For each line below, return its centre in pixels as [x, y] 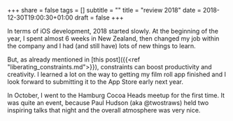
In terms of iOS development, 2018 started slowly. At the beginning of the [113, 31]
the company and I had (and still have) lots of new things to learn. [101, 46]
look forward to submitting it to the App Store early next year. [96, 82]
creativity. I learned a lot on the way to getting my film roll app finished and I [116, 74]
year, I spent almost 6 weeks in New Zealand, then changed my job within [113, 38]
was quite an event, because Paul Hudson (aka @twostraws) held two [108, 103]
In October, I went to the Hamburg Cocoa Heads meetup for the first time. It [116, 95]
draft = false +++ [99, 17]
